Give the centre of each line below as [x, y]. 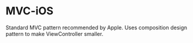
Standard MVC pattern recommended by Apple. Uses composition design [96, 27]
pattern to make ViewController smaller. [55, 33]
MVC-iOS [30, 11]
